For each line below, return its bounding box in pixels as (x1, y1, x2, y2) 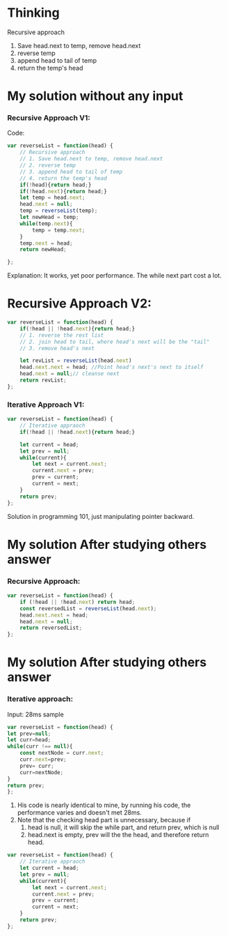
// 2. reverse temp (19, 162, 76, 169)
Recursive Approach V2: (7, 296, 152, 312)
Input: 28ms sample (7, 710, 64, 718)
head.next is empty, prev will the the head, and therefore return (27, 831, 209, 839)
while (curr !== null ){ (7, 743, 73, 750)
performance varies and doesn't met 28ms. (17, 808, 142, 817)
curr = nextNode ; (19, 769, 64, 776)
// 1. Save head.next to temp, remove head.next (19, 156, 163, 163)
